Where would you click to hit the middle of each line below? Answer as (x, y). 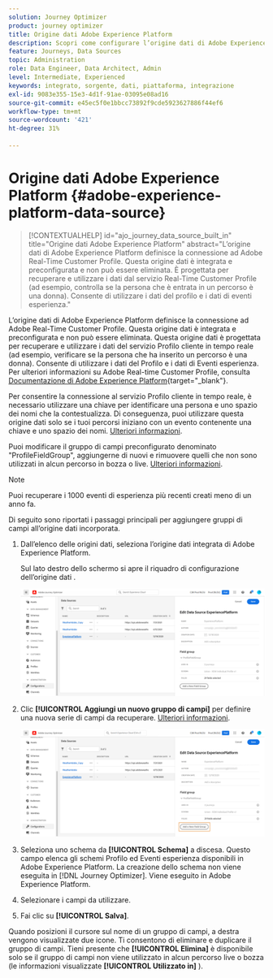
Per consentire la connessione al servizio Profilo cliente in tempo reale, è (130, 396)
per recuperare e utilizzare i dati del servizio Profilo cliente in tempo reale (131, 346)
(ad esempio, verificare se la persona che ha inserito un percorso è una (128, 354)
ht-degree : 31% (34, 129)
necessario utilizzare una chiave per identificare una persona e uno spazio (133, 405)
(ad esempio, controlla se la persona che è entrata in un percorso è (141, 287)
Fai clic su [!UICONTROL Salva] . (74, 915)
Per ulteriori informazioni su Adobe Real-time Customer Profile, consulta (129, 372)
